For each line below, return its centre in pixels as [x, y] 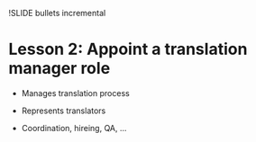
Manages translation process [75, 93]
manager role [59, 69]
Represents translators [64, 111]
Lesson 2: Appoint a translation [128, 49]
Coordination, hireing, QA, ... [74, 128]
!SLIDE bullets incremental [57, 13]
